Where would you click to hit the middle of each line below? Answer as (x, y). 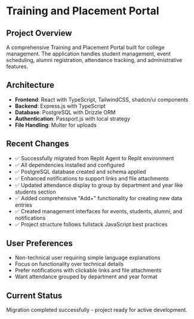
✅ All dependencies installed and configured (70, 165)
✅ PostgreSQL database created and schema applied (80, 171)
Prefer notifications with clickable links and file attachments (88, 271)
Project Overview (39, 33)
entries (24, 205)
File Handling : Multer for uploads (56, 125)
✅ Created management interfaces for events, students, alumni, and (98, 211)
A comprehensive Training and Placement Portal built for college (86, 47)
